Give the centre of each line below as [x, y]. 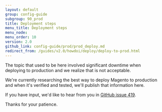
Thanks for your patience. [31, 104]
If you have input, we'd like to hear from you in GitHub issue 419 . [71, 95]
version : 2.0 [19, 42]
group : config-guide [26, 14]
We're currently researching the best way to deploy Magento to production [81, 80]
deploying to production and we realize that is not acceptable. [68, 70]
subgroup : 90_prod [24, 19]
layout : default [22, 10]
